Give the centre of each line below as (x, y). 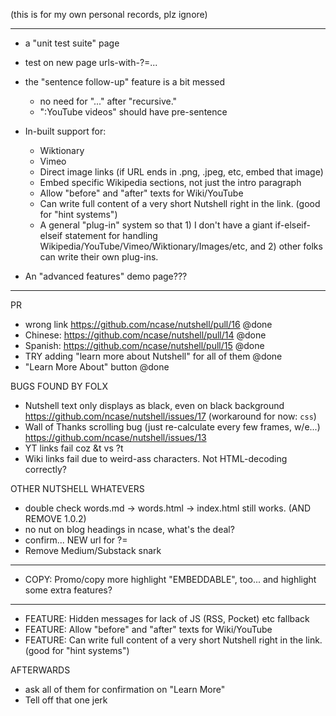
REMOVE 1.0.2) (55, 518)
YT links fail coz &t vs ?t (74, 448)
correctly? (45, 469)
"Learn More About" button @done (97, 367)
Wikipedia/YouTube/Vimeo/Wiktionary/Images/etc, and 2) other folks (181, 246)
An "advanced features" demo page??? (106, 276)
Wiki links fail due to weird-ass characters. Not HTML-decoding (156, 458)
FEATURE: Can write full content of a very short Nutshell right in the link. (173, 640)
